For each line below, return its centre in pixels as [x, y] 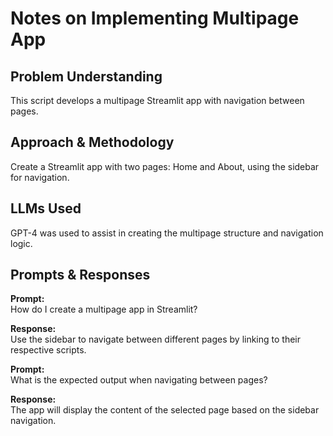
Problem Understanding [86, 76]
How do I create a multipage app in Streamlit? [104, 309]
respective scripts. [48, 350]
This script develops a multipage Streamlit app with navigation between [157, 100]
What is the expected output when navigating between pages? [139, 380]
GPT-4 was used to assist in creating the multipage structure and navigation [167, 233]
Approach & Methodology [92, 142]
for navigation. [40, 177]
